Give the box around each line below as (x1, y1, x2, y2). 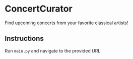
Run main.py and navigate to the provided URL (5, 47, 101, 53)
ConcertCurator (5, 3, 73, 15)
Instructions (5, 34, 44, 43)
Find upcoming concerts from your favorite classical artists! (5, 20, 128, 26)
